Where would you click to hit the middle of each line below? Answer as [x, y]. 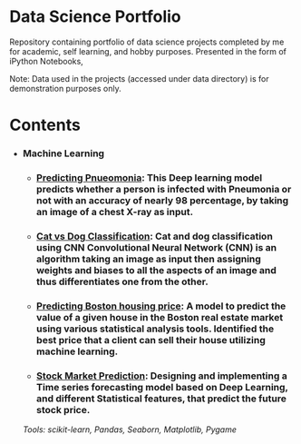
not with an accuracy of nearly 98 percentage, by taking [162, 200]
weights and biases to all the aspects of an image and [156, 270]
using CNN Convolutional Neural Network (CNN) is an [156, 247]
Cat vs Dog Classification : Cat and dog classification [155, 236]
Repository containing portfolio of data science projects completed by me [147, 42]
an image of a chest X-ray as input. [114, 212]
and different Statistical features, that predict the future [161, 399]
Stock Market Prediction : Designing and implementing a [161, 376]
